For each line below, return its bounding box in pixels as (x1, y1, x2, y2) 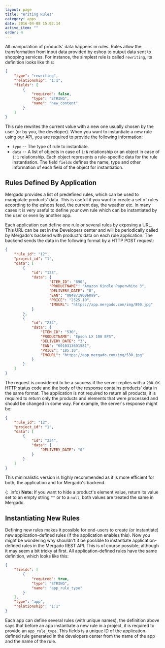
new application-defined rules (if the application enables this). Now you (5, 532, 150, 538)
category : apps (5, 16, 36, 21)
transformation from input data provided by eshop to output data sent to (5, 49, 151, 55)
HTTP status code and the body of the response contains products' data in (5, 385, 157, 391)
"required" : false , (31, 92, 71, 96)
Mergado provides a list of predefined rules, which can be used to (5, 191, 139, 197)
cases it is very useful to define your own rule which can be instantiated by (5, 207, 158, 213)
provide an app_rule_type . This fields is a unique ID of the (5, 628, 122, 634)
